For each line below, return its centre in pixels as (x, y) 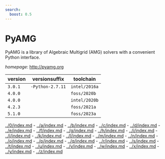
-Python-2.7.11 (48, 87)
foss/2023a (83, 114)
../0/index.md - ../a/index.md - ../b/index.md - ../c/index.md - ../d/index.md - (83, 126)
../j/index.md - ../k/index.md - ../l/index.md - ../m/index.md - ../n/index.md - (82, 136)
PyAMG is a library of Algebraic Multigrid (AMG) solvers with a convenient (80, 52)
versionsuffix (48, 79)
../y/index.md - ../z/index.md (34, 152)
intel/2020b (85, 100)
